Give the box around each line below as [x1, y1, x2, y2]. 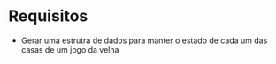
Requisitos [8, 6, 88, 26]
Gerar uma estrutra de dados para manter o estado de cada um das [20, 35, 268, 46]
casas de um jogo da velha [20, 44, 119, 54]
